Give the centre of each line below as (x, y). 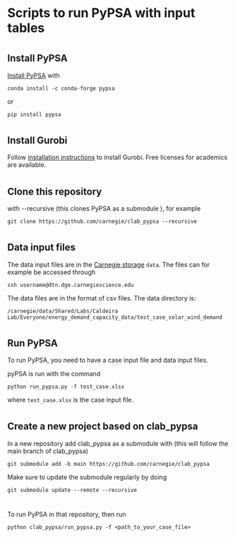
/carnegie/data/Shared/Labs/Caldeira (63, 311)
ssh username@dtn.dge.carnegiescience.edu (71, 285)
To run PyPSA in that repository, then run (67, 515)
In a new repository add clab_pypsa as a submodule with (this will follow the (118, 443)
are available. (27, 165)
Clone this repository (55, 191)
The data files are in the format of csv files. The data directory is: (102, 298)
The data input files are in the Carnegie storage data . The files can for (109, 264)
